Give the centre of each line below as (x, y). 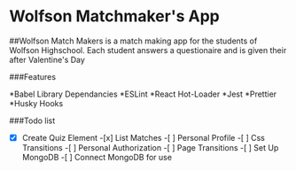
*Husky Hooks (36, 103)
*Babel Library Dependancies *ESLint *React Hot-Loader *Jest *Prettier (143, 94)
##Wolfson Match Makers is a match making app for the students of (133, 41)
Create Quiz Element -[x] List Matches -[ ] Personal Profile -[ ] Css (144, 137)
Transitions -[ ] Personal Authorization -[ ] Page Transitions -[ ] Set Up (150, 148)
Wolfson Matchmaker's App (114, 16)
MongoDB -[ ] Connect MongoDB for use (97, 157)
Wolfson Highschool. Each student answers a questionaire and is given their (148, 50)
